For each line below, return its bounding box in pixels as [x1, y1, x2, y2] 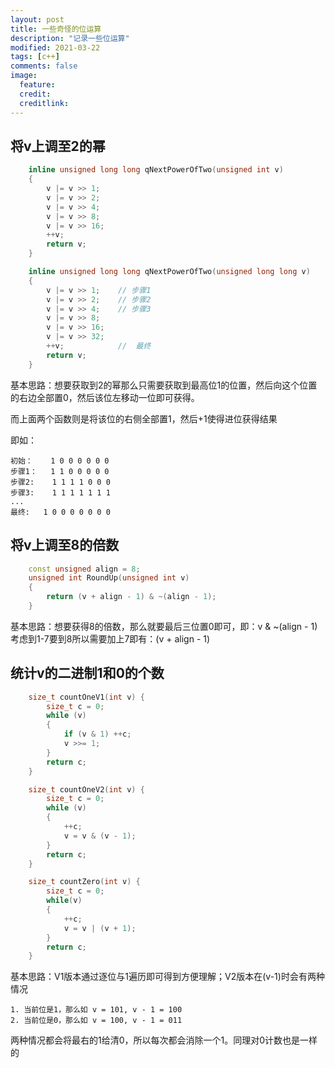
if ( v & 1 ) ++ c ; [63, 729, 132, 740]
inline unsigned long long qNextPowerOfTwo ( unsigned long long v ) [28, 267, 311, 277]
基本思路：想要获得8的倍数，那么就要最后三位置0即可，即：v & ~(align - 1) [10, 620, 318, 632]
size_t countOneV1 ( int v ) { [28, 692, 145, 702]
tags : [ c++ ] [10, 52, 60, 62]
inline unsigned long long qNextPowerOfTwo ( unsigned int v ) [28, 165, 284, 175]
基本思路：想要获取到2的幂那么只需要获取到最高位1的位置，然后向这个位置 [10, 379, 318, 391]
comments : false [10, 61, 78, 71]
